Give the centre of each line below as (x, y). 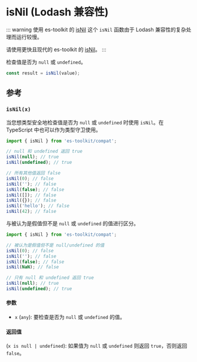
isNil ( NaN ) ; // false (33, 267)
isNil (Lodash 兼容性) (57, 12)
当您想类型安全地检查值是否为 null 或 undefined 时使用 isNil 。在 (85, 122)
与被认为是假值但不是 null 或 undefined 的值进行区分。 (73, 223)
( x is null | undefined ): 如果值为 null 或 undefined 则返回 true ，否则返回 (96, 346)
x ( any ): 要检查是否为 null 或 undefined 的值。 (70, 317)
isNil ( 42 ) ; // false (31, 212)
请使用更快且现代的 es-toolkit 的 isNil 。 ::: (56, 49)
